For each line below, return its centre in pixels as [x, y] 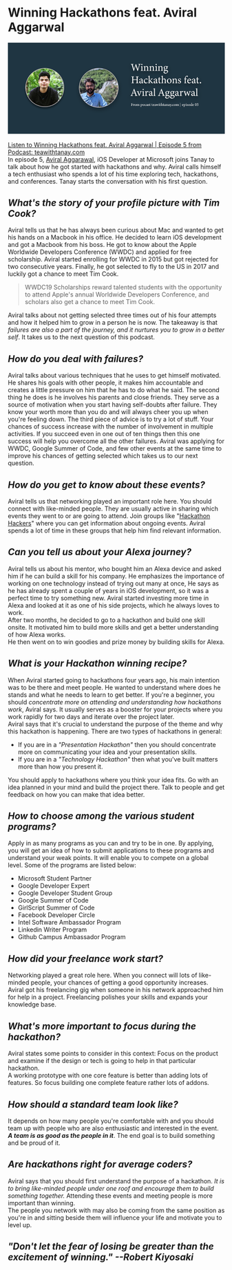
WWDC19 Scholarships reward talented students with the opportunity [123, 288]
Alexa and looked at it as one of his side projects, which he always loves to [114, 605]
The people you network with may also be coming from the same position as [116, 1210]
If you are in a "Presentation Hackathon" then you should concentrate [117, 744]
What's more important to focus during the [102, 1026]
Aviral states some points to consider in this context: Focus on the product [113, 1053]
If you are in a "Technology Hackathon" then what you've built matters [118, 759]
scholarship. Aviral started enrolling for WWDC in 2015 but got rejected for [113, 259]
